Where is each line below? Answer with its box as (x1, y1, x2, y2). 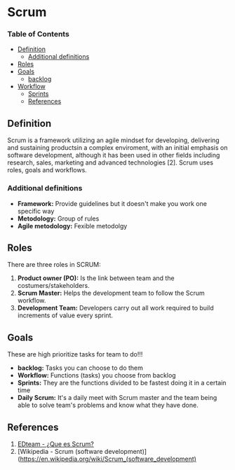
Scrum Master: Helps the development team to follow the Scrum (17, 289, 205, 298)
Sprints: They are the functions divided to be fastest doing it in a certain (17, 379, 227, 387)
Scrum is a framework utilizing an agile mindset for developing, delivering (7, 136, 220, 144)
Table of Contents (7, 29, 70, 39)
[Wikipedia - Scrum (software (17, 448, 103, 456)
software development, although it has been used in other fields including (7, 151, 220, 160)
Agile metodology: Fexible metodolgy (17, 221, 128, 230)
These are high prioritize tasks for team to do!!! (7, 350, 143, 359)
